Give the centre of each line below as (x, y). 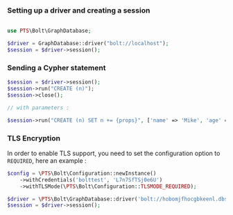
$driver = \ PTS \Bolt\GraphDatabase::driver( (72, 199)
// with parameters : (38, 107)
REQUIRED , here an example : (47, 160)
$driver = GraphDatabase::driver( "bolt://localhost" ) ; (88, 44)
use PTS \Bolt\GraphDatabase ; (49, 31)
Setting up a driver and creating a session (79, 10)
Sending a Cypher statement (57, 67)
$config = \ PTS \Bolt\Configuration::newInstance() (82, 173)
